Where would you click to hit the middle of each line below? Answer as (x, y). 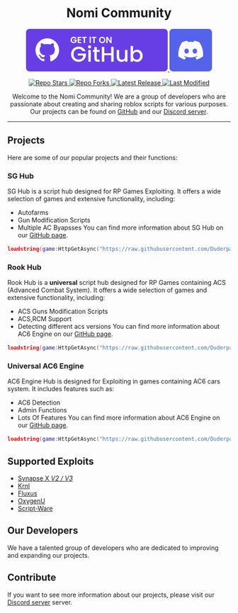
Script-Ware (35, 509)
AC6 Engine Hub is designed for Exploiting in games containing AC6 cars (114, 381)
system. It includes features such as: (61, 389)
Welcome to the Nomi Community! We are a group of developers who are (119, 96)
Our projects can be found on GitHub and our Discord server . (119, 111)
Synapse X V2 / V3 (45, 478)
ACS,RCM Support (45, 319)
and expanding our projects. (49, 555)
